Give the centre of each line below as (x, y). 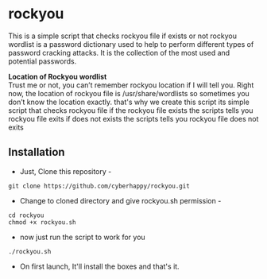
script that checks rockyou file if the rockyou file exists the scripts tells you (131, 110)
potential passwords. (43, 61)
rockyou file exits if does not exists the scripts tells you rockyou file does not (133, 118)
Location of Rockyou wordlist (58, 76)
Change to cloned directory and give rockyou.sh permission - (120, 200)
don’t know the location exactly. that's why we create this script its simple (129, 102)
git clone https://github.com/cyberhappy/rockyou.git (99, 186)
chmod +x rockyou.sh (43, 222)
